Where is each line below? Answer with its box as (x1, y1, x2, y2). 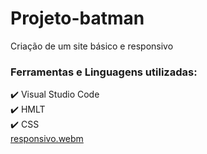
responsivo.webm (10, 133, 84, 145)
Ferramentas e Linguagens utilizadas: (10, 65, 198, 79)
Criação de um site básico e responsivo (10, 40, 174, 52)
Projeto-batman (10, 7, 145, 30)
